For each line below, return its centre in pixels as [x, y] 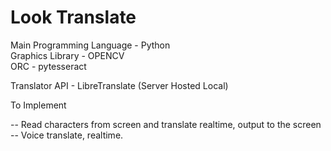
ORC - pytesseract [48, 66]
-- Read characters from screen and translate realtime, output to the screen [166, 124]
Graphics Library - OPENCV [67, 55]
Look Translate [73, 17]
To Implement [38, 105]
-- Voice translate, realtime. [67, 135]
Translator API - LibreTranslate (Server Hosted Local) [119, 85]
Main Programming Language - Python [90, 45]
